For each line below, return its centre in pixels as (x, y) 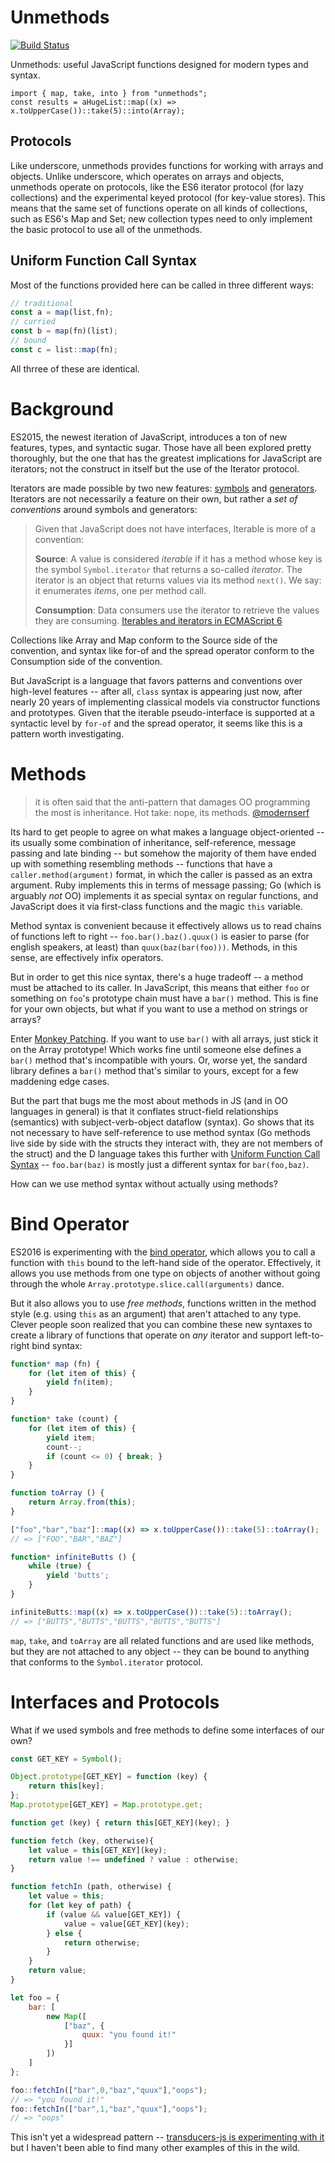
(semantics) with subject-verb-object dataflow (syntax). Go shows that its (162, 1122)
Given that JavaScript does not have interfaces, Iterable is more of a (175, 528)
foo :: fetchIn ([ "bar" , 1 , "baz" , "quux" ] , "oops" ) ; (109, 2109)
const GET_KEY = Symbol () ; (66, 1759)
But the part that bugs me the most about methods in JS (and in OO (149, 1100)
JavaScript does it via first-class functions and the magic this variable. (156, 906)
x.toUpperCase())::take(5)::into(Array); (98, 111)
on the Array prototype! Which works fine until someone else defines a (156, 1049)
